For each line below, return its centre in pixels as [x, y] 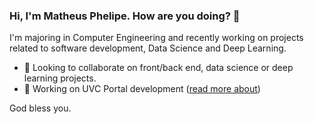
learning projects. [60, 78]
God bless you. [40, 108]
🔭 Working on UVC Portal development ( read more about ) [142, 89]
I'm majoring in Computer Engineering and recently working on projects [156, 38]
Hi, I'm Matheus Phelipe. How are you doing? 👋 [125, 16]
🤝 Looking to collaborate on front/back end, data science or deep [158, 68]
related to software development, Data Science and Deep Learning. [148, 48]
